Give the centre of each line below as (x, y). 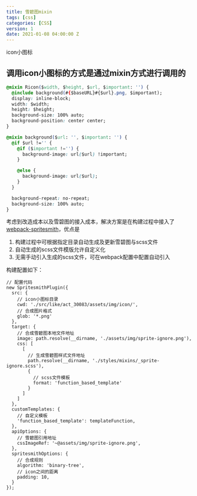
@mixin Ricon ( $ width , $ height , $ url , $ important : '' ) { (77, 87)
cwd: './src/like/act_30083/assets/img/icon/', (77, 305)
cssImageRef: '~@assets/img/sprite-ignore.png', (79, 444)
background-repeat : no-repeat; (51, 198)
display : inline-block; (41, 98)
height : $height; (33, 110)
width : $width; (31, 104)
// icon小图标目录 (38, 300)
